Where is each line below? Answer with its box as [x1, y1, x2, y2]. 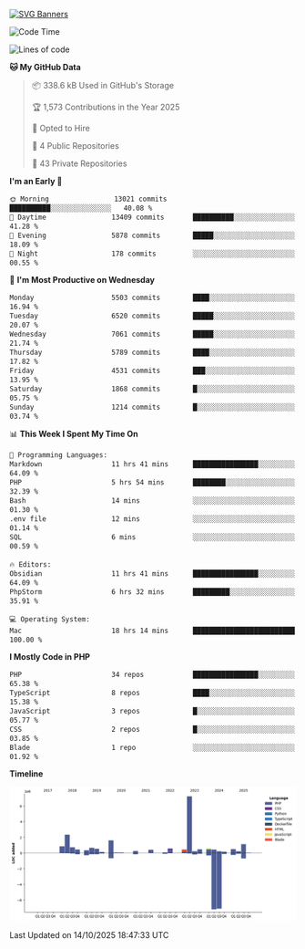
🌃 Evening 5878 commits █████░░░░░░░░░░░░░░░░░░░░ [9, 231, 296, 240]
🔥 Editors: [9, 560, 52, 569]
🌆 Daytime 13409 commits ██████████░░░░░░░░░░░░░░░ [9, 213, 296, 222]
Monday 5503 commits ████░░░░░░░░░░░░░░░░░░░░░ [9, 293, 296, 302]
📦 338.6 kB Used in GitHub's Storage [31, 80, 175, 90]
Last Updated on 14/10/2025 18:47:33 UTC [9, 930, 169, 941]
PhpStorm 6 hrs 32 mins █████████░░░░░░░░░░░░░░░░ [9, 588, 296, 597]
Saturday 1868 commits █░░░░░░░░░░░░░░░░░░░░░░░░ [9, 384, 296, 393]
